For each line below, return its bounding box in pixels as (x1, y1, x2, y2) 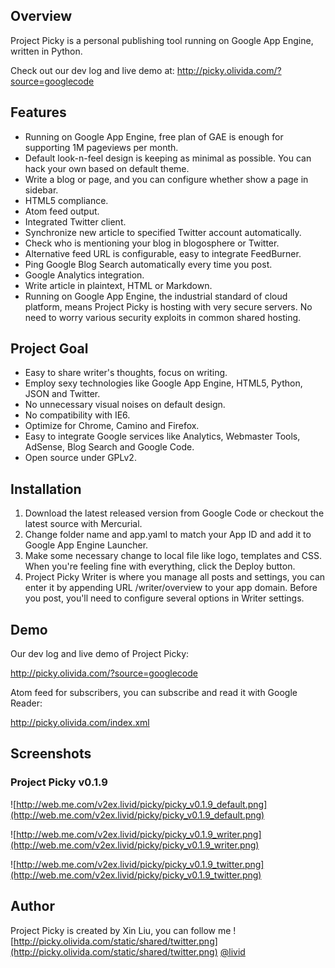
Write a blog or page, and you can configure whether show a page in (24, 173, 309, 185)
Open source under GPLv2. (24, 452, 137, 464)
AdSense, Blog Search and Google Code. (24, 441, 195, 453)
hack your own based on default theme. (24, 162, 190, 174)
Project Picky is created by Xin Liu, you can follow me (10, 924, 232, 936)
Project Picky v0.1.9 (10, 775, 108, 789)
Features (10, 104, 67, 121)
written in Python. (10, 45, 83, 57)
